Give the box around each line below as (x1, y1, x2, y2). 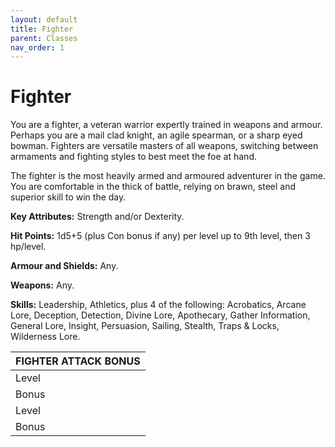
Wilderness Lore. (10, 331, 81, 343)
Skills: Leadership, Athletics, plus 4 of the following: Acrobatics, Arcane (10, 299, 307, 311)
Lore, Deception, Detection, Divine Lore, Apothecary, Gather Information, (10, 309, 311, 321)
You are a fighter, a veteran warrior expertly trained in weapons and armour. (10, 119, 323, 131)
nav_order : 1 (10, 42, 65, 53)
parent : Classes (10, 33, 78, 43)
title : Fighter (10, 24, 74, 34)
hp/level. (10, 241, 47, 253)
